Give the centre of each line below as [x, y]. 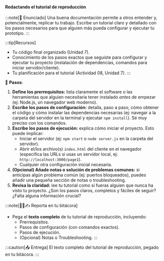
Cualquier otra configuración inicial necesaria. [66, 165]
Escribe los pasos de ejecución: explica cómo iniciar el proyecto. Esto [83, 128]
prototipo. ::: [17, 33]
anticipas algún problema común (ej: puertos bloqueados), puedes [79, 175]
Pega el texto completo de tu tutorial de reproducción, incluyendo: [79, 217]
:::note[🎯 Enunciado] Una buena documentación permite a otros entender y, [81, 18]
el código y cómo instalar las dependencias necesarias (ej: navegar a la [84, 113]
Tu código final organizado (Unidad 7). [51, 52]
